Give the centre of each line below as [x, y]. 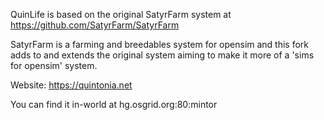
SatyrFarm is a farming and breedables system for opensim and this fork [160, 44]
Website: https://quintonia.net [71, 85]
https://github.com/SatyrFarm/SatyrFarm [95, 25]
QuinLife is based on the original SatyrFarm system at [121, 14]
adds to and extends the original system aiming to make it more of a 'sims [162, 55]
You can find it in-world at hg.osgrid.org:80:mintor [114, 104]
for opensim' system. [54, 65]
